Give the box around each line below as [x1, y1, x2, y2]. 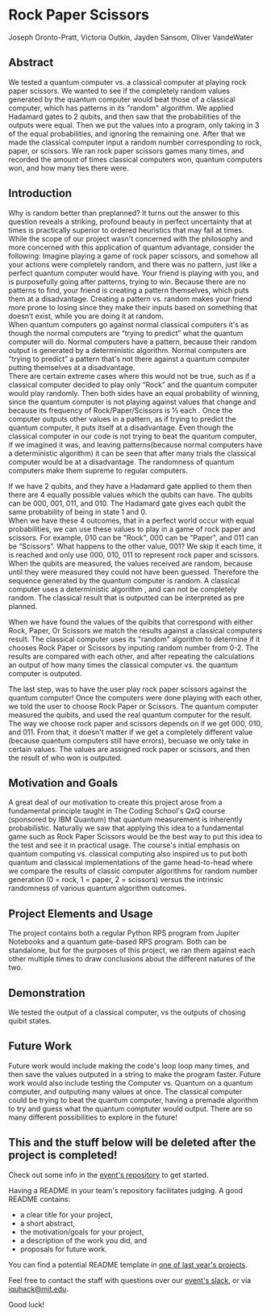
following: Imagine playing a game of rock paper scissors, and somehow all [8, 250, 259, 260]
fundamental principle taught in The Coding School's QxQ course [8, 806, 226, 816]
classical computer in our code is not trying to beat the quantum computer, [8, 431, 257, 441]
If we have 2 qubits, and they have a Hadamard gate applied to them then [8, 481, 252, 490]
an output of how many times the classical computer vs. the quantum [8, 660, 239, 670]
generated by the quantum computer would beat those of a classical [8, 95, 236, 104]
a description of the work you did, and [19, 1235, 148, 1245]
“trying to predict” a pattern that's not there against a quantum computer [8, 354, 250, 364]
